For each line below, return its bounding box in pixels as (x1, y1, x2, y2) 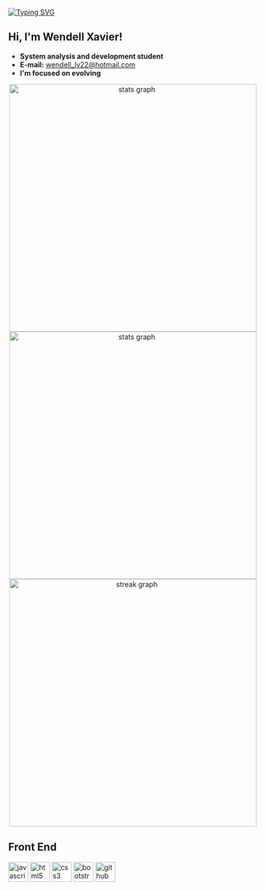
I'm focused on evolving (19, 68, 101, 78)
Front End (8, 840, 57, 854)
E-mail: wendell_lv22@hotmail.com (19, 59, 136, 69)
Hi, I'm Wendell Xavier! (8, 30, 123, 44)
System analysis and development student (19, 51, 164, 61)
